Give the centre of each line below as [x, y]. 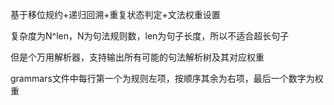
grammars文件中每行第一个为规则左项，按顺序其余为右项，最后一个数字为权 [167, 78]
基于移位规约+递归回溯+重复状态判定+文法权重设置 [115, 14]
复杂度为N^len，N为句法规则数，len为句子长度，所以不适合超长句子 [150, 36]
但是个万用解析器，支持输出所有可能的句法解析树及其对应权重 [137, 57]
